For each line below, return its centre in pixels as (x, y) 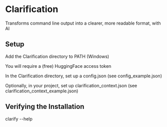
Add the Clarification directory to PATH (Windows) (57, 56)
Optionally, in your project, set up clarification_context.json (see (71, 85)
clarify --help (19, 118)
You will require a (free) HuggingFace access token (58, 66)
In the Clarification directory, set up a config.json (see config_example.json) (84, 76)
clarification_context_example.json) (42, 91)
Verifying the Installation (45, 107)
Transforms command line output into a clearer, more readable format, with (83, 23)
